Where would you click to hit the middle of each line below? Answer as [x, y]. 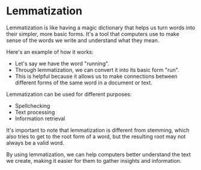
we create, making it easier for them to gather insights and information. [94, 160]
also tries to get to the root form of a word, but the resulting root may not [96, 136]
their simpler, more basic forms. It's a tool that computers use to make [93, 34]
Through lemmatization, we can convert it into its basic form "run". [97, 69]
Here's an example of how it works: [50, 51]
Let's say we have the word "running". [62, 63]
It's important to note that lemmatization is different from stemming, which [98, 130]
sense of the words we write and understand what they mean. [83, 40]
